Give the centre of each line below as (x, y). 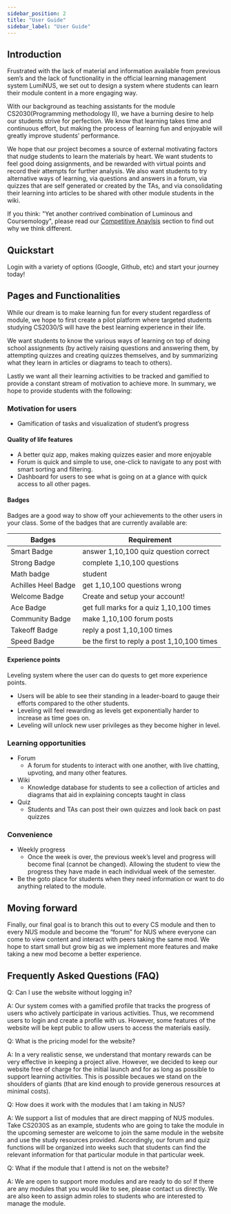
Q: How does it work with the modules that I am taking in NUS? (96, 1104)
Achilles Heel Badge (43, 585)
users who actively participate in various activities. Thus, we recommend (111, 1013)
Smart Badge (32, 551)
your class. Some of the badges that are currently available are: (97, 523)
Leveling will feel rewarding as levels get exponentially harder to (108, 710)
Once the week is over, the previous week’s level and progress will (121, 857)
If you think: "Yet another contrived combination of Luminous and (100, 214)
